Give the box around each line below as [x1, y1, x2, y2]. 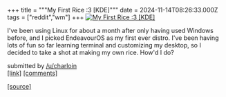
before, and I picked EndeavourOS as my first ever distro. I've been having [7, 34, 219, 42]
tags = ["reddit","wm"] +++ [7, 13, 84, 21]
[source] [7, 83, 32, 90]
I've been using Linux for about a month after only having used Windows [7, 27, 214, 34]
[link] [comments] [7, 69, 58, 77]
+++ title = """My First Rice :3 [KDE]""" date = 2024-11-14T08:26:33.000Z [7, 6, 218, 14]
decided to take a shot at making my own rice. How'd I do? [7, 48, 174, 56]
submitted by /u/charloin [7, 62, 77, 69]
